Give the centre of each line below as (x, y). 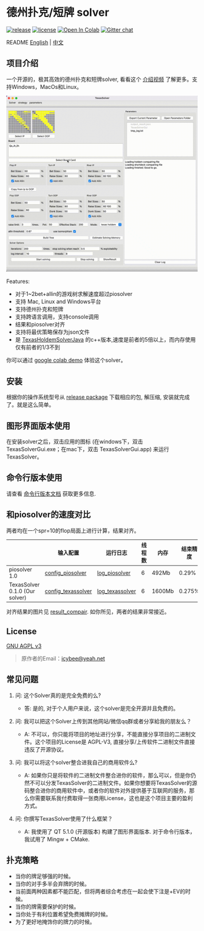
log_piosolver (114, 572)
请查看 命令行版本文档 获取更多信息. (51, 493)
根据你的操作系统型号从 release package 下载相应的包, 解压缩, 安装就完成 (98, 397)
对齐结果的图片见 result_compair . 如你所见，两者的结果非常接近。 (88, 612)
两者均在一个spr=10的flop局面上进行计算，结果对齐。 (73, 530)
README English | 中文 (35, 42)
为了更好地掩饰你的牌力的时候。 (55, 922)
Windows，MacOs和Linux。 (47, 86)
